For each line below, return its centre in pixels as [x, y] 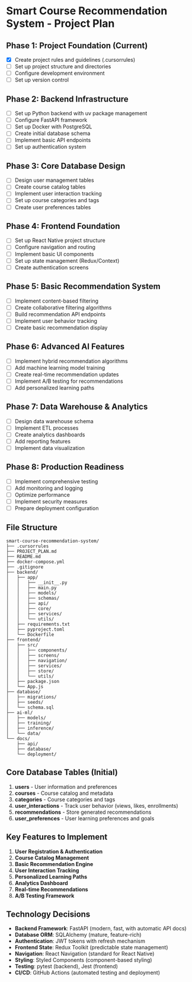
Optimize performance [42, 495]
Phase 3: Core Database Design [66, 166]
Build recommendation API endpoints [60, 314]
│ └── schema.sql [30, 707]
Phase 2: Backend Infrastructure [67, 99]
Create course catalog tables [50, 187]
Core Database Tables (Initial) [62, 772]
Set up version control [42, 80]
